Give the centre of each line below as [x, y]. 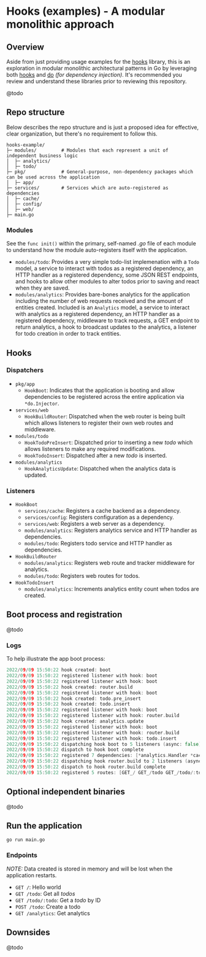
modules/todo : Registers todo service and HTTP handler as [98, 544]
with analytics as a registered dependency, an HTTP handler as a [97, 314]
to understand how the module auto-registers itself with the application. [97, 250]
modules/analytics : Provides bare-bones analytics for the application [102, 294]
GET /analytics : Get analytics [53, 913]
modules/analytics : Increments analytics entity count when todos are [112, 589]
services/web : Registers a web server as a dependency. [95, 524]
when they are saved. [42, 288]
